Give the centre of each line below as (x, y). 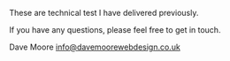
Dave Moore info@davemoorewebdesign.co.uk (95, 47)
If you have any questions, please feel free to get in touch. (115, 30)
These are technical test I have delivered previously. (104, 13)
